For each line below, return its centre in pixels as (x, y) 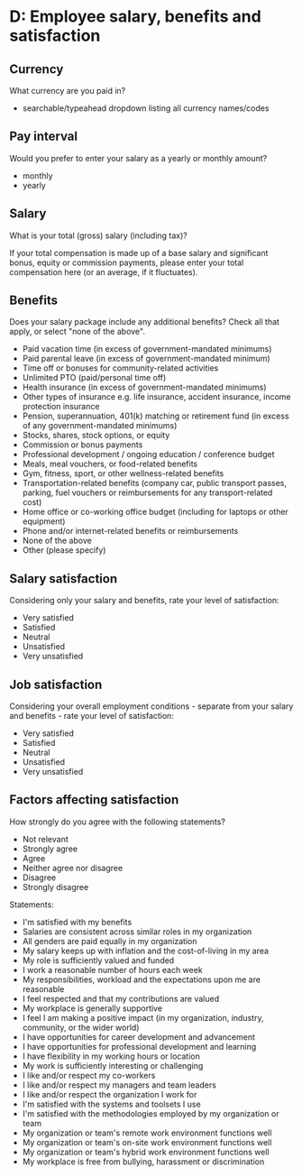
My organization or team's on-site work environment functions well (147, 1142)
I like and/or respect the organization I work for (110, 1094)
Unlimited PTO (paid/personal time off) (94, 378)
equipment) (44, 521)
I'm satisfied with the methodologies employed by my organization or (151, 1113)
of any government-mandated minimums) (100, 426)
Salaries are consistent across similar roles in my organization (137, 932)
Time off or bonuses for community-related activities (120, 368)
